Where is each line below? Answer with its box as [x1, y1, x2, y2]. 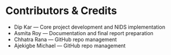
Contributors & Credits [5, 4, 117, 18]
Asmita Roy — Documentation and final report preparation [13, 29, 154, 36]
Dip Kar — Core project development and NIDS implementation [13, 23, 166, 30]
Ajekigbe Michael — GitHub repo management [13, 42, 126, 49]
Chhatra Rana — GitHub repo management [13, 36, 117, 43]
